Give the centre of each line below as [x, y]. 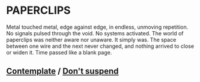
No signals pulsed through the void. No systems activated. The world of [95, 33]
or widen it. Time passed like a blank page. [59, 52]
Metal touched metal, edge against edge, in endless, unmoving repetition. [97, 27]
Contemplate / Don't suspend [62, 72]
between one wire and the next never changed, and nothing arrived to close [100, 46]
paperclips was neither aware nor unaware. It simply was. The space [91, 40]
